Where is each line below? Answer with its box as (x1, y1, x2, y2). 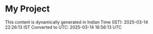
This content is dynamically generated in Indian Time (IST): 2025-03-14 (5, 19, 148, 25)
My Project (5, 3, 50, 14)
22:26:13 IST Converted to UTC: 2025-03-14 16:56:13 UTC (5, 24, 122, 30)
